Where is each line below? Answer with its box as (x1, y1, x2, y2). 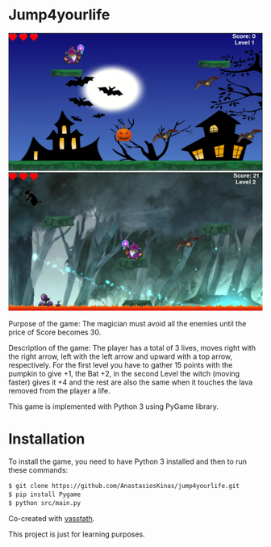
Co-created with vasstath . (8, 513, 95, 523)
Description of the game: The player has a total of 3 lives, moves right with (8, 343, 256, 353)
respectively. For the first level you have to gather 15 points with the (8, 360, 233, 370)
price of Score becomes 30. (8, 327, 102, 337)
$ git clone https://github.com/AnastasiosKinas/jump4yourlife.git (8, 482, 240, 490)
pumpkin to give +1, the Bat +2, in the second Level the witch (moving (8, 369, 240, 379)
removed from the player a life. (8, 386, 110, 396)
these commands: (8, 465, 69, 475)
